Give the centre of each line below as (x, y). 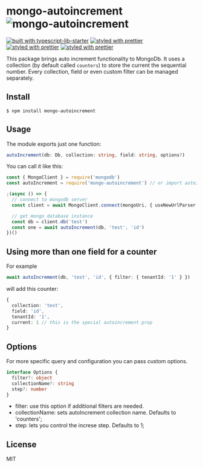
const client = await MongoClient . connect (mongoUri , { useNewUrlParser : (105, 205)
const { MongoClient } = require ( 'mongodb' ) (63, 177)
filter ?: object (32, 378)
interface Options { (32, 372)
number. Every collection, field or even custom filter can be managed (92, 71)
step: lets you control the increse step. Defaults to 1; (80, 425)
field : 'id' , (28, 311)
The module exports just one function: (54, 144)
